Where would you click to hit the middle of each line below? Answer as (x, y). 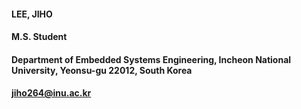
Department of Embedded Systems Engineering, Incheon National (151, 59)
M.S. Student (39, 37)
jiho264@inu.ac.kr (51, 93)
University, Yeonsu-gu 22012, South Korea (102, 70)
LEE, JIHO (32, 14)
